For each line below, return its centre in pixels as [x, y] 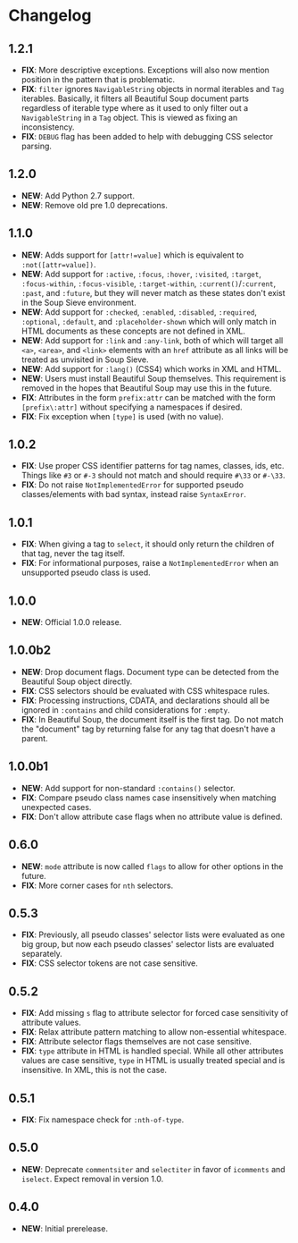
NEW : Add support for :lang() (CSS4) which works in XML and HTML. [151, 368]
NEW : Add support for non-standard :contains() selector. [128, 788]
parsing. [37, 146]
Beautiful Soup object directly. [77, 681]
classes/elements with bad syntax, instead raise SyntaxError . [133, 495]
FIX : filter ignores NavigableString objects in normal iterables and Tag [153, 89]
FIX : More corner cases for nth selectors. [97, 885]
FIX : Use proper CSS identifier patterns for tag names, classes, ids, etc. [153, 466]
